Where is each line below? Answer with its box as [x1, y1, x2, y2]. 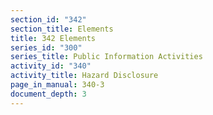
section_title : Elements [10, 24, 114, 34]
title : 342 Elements [10, 33, 97, 43]
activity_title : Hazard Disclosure [10, 71, 159, 81]
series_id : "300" [10, 42, 83, 53]
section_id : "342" [10, 14, 87, 25]
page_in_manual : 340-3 [10, 80, 105, 90]
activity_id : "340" [10, 61, 92, 71]
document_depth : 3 [10, 89, 87, 99]
